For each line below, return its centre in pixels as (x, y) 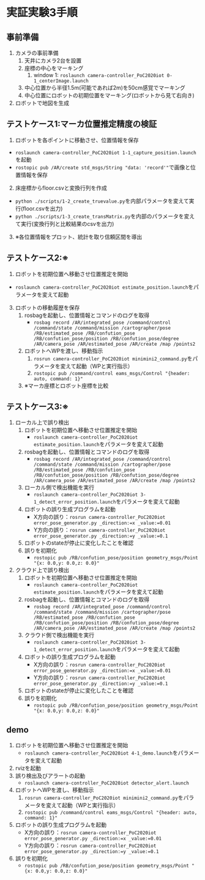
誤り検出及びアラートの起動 (50, 776)
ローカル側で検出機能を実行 (59, 488)
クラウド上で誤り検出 (42, 570)
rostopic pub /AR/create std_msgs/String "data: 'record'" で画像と (103, 167)
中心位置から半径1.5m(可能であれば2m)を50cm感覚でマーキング (105, 88)
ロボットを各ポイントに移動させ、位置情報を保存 (77, 140)
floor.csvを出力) (43, 208)
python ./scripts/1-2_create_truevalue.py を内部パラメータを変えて (102, 201)
